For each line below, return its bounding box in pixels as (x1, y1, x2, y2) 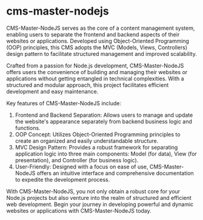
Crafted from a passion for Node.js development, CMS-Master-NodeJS (6, 62, 184, 69)
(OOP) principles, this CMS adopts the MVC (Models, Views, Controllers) (6, 44, 188, 51)
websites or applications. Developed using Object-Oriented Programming (6, 37, 190, 44)
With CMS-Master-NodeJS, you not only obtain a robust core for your (6, 187, 181, 195)
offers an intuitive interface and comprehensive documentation (36, 169, 194, 177)
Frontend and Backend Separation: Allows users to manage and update (15, 111, 193, 119)
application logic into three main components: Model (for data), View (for (15, 150, 197, 157)
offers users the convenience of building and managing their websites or (6, 68, 188, 75)
